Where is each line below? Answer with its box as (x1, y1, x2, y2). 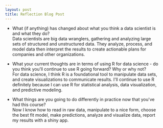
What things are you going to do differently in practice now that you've (12, 96, 155, 102)
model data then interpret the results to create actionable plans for (12, 46, 146, 52)
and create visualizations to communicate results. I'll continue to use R (12, 77, 155, 82)
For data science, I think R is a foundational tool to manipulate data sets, (12, 71, 158, 77)
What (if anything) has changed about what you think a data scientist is (12, 25, 156, 31)
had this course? (12, 102, 46, 107)
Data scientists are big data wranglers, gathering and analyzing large (12, 35, 151, 42)
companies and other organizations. (12, 51, 85, 57)
